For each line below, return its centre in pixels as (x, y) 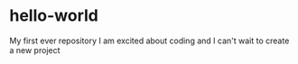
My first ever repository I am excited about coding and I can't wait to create (149, 41)
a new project (35, 50)
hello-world (54, 16)
